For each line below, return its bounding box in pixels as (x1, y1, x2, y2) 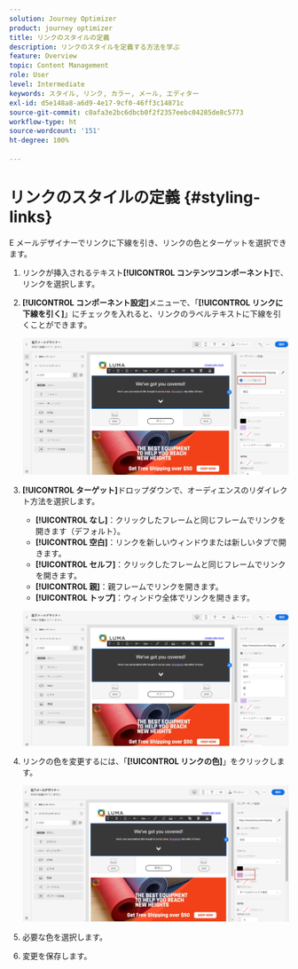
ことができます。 (29, 319, 92, 330)
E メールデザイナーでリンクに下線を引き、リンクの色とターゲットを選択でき (9, 237, 287, 248)
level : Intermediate (9, 80, 86, 89)
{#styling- (183, 187, 261, 208)
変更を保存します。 (21, 950, 92, 961)
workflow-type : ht (9, 117, 77, 126)
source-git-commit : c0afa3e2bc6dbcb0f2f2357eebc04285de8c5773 (9, 107, 244, 117)
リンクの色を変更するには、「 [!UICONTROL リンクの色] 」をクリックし (21, 755, 278, 767)
